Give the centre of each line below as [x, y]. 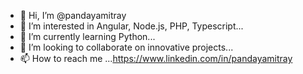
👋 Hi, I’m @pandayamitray [73, 15]
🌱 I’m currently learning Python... [87, 36]
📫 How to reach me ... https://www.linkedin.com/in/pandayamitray [156, 58]
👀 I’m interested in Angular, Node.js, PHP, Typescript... [131, 26]
